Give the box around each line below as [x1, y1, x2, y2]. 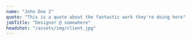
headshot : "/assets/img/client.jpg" [6, 25, 96, 31]
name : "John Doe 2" [6, 8, 54, 15]
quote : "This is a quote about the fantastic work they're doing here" [6, 14, 186, 20]
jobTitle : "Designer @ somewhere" [6, 19, 91, 25]
